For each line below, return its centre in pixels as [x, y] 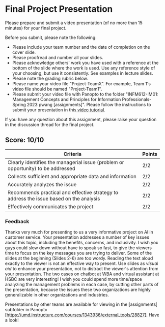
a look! [12, 320]
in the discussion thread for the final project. [50, 125]
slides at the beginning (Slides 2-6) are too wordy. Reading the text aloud [79, 258]
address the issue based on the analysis [54, 198]
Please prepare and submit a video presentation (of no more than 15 [74, 23]
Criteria [73, 154]
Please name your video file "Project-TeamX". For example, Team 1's [82, 83]
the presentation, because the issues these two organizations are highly [78, 290]
